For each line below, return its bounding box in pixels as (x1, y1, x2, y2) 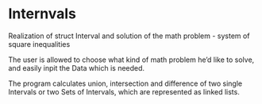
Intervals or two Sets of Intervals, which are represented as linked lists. (8, 87, 240, 96)
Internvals (8, 5, 77, 23)
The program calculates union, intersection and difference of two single (8, 79, 243, 88)
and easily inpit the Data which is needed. (8, 63, 145, 72)
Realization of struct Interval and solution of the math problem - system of (8, 31, 250, 40)
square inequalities (8, 39, 71, 48)
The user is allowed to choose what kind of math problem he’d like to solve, (8, 55, 255, 64)
